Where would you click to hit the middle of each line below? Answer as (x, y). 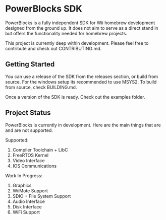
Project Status (28, 113)
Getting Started (30, 64)
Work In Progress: (24, 175)
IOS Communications (35, 166)
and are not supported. (29, 130)
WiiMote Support (30, 191)
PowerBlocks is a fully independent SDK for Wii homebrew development (80, 23)
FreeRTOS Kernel (31, 155)
